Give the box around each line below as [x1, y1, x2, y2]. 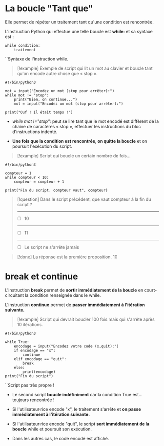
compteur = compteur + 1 [14, 179, 64, 184]
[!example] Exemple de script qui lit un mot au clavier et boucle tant [17, 65, 153, 71]
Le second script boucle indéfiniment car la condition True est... [12, 392, 143, 398]
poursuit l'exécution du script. [12, 143, 72, 149]
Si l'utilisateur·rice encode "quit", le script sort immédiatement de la [12, 421, 150, 427]
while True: [5, 340, 29, 345]
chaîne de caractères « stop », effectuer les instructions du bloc [12, 123, 141, 129]
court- [144, 287, 157, 293]
